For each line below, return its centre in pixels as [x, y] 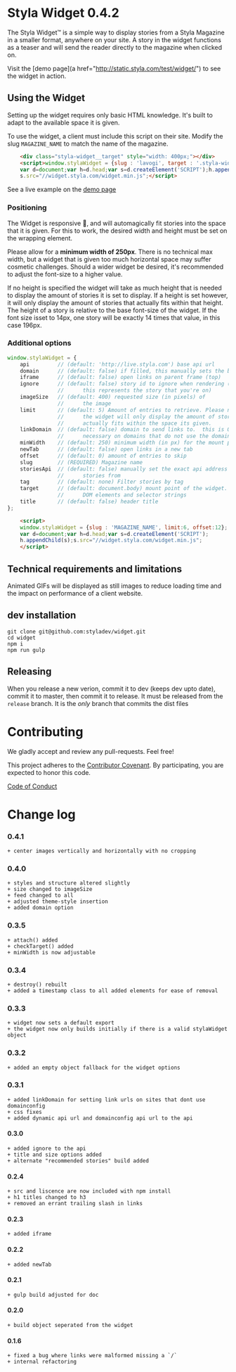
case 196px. [25, 325]
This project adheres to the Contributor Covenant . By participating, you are [116, 765]
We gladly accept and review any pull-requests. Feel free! [91, 751]
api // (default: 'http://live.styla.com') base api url [118, 364]
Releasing [29, 672]
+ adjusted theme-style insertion [58, 902]
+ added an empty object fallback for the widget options [94, 1068]
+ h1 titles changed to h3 [47, 1198]
